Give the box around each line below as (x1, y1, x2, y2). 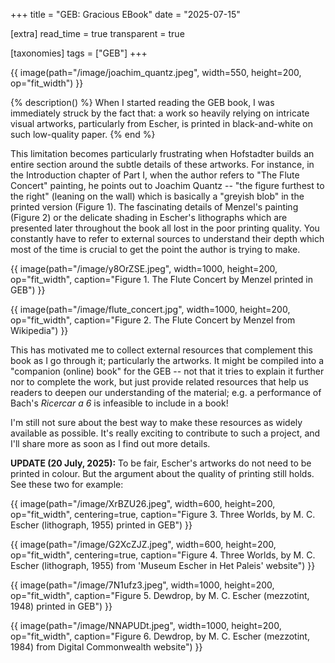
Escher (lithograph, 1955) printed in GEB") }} (10, 519, 193, 531)
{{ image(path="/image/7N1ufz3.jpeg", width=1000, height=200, (10, 579, 275, 591)
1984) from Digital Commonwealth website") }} (10, 641, 203, 653)
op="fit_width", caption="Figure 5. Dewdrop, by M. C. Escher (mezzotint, (10, 590, 310, 601)
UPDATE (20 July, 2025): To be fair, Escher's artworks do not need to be (10, 457, 312, 469)
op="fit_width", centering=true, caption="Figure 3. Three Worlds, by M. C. (10, 509, 316, 520)
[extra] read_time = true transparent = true (10, 28, 185, 39)
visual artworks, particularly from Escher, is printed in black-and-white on (10, 118, 313, 129)
